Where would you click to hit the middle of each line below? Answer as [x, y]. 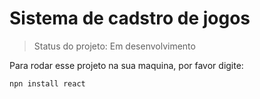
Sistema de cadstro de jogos [130, 18]
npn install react [47, 83]
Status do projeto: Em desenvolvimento [114, 46]
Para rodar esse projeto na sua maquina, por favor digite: [126, 65]
